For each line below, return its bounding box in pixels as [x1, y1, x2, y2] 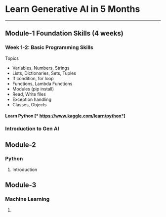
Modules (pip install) [12, 86, 54, 92]
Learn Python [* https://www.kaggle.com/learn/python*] [5, 113, 126, 119]
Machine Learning [5, 196, 50, 203]
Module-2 [5, 140, 36, 149]
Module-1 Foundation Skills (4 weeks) [5, 29, 124, 38]
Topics [5, 55, 19, 61]
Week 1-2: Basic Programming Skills [5, 44, 93, 51]
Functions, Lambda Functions [12, 81, 73, 87]
